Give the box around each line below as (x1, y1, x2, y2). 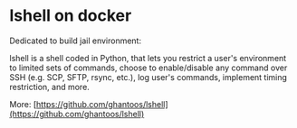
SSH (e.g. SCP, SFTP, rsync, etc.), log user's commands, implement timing (9, 71, 288, 82)
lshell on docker (9, 5, 132, 26)
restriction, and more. (9, 81, 91, 92)
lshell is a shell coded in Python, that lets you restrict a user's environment (9, 52, 287, 63)
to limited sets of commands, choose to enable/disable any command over (9, 62, 288, 73)
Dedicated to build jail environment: (9, 35, 142, 46)
